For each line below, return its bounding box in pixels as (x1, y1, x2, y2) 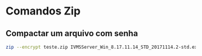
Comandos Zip (5, 4, 81, 18)
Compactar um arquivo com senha (5, 28, 138, 39)
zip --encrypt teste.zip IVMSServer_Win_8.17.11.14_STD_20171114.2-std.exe (5, 44, 200, 50)
